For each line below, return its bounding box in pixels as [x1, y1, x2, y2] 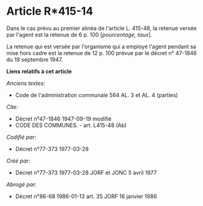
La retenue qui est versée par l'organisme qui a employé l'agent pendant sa [6, 43, 197, 50]
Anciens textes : [6, 79, 46, 87]
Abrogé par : [6, 180, 37, 188]
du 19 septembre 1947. [6, 56, 63, 63]
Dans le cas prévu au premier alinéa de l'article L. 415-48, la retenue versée [6, 24, 197, 32]
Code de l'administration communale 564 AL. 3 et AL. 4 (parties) [15, 91, 179, 98]
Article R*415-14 [6, 4, 94, 18]
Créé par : [6, 157, 31, 164]
